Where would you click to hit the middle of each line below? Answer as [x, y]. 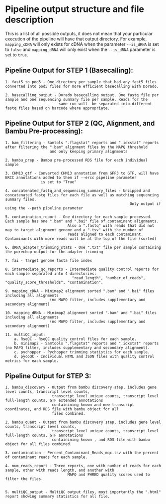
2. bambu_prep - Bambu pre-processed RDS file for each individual [77, 160]
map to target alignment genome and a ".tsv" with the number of [74, 230]
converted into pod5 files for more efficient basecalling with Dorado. [82, 86]
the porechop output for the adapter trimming [54, 252]
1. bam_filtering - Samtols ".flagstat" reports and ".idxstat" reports [82, 143]
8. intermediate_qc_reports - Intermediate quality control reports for [82, 269]
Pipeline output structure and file [75, 9]
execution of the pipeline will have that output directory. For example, [76, 39]
